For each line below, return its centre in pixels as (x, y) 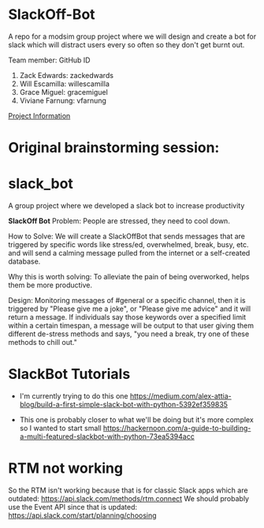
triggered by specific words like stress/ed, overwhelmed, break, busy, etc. (129, 245)
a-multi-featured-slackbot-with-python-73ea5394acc (107, 436)
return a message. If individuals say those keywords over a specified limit (127, 317)
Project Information (39, 115)
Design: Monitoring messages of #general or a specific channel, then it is (127, 301)
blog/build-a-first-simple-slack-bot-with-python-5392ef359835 (124, 404)
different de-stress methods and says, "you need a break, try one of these (129, 334)
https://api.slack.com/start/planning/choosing (82, 515)
